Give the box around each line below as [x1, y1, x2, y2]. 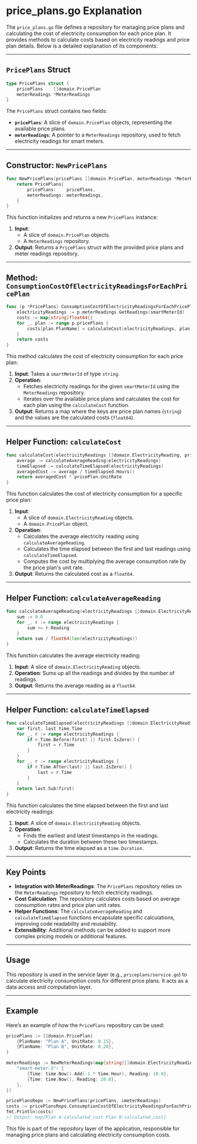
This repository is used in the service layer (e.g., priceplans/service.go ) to [6, 970, 188, 978]
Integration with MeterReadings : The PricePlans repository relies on [14, 883, 182, 889]
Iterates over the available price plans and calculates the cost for [23, 395, 180, 402]
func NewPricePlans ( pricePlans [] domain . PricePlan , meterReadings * [6, 176, 177, 182]
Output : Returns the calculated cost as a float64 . [14, 571, 134, 578]
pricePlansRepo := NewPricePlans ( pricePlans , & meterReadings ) [6, 1098, 161, 1104]
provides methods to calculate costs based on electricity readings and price [6, 36, 190, 43]
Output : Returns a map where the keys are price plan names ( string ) [14, 408, 182, 415]
